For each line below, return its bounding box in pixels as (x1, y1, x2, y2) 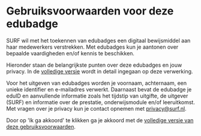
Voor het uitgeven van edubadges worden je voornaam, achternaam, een (6, 79, 187, 87)
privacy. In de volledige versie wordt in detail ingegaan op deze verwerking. (6, 67, 193, 75)
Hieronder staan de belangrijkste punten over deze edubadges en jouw (6, 61, 182, 69)
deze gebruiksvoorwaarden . (6, 123, 76, 130)
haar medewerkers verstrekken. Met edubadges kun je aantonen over (6, 43, 179, 51)
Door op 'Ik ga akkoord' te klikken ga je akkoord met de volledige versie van (6, 116, 194, 124)
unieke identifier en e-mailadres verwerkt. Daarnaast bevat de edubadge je (6, 85, 192, 93)
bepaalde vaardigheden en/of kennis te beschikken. (6, 49, 135, 57)
